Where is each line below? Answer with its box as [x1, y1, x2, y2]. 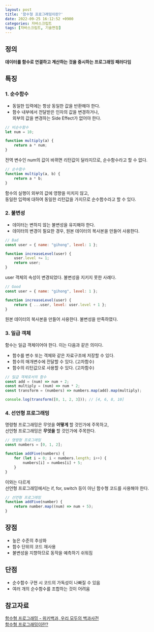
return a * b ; [14, 176, 43, 181]
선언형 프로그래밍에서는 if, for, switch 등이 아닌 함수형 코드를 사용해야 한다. [5, 485, 149, 491]
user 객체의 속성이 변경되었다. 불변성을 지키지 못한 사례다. [5, 274, 117, 280]
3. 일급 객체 [5, 330, 31, 337]
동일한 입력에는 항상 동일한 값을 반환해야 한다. [12, 103, 101, 109]
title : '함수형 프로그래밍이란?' [5, 12, 63, 17]
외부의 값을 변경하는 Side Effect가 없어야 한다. [12, 115, 102, 121]
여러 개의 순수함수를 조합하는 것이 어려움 [12, 586, 90, 592]
